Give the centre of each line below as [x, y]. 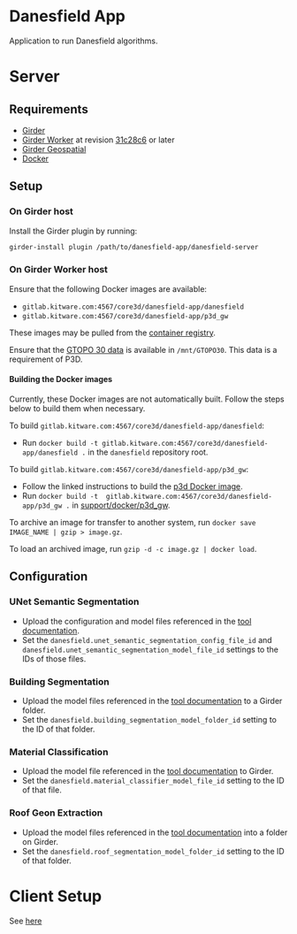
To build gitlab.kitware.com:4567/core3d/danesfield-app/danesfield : [137, 425]
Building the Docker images [61, 379]
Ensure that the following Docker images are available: [108, 288]
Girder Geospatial [54, 149]
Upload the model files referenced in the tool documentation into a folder [155, 832]
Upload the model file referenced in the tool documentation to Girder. [148, 771]
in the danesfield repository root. [148, 452]
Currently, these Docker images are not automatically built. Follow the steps [147, 399]
